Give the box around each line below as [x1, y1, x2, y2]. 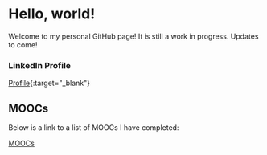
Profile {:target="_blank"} [8, 78, 91, 88]
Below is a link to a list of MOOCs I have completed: [8, 123, 179, 133]
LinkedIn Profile [8, 59, 71, 71]
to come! [8, 39, 38, 49]
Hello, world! [8, 5, 96, 23]
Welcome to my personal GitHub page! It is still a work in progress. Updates [8, 31, 259, 41]
